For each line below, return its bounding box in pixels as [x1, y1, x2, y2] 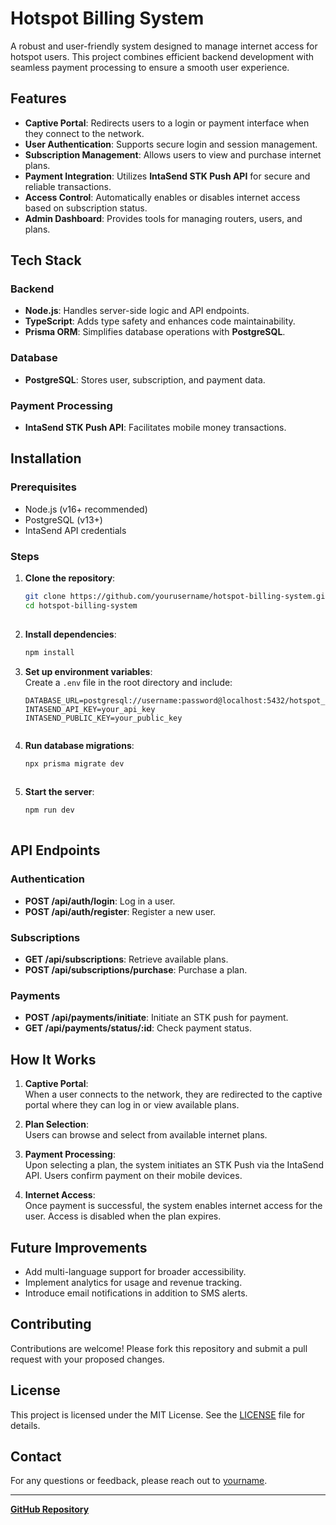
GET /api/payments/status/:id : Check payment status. [24, 1022, 252, 1034]
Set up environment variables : [24, 665, 153, 677]
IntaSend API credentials [24, 524, 127, 536]
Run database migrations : [24, 739, 135, 751]
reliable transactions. [24, 180, 112, 192]
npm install [24, 647, 75, 657]
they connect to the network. [24, 127, 145, 139]
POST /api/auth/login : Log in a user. [24, 895, 176, 907]
